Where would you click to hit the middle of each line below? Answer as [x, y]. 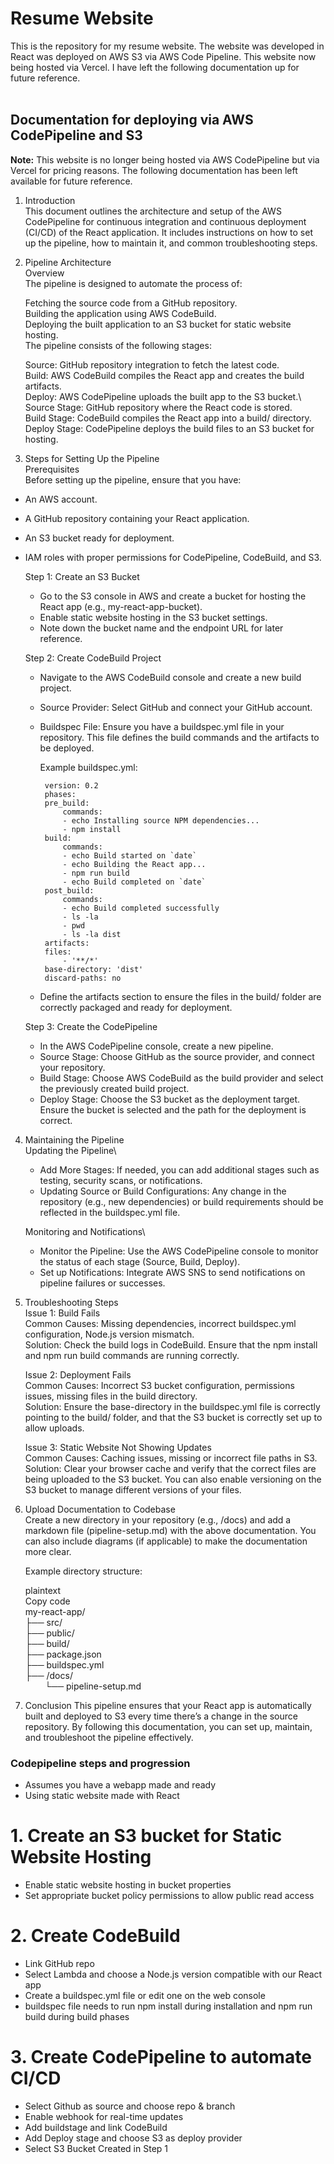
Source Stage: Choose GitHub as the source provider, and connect [177, 1056]
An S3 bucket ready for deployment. [99, 538]
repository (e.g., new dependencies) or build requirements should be [181, 1201]
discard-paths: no [83, 978]
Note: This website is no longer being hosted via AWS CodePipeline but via [165, 159]
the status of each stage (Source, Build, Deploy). [140, 1261]
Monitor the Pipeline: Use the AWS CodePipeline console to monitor [179, 1251]
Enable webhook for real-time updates [104, 2116]
